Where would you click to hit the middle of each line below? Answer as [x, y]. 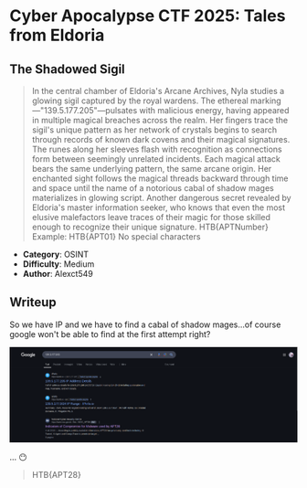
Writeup [33, 302]
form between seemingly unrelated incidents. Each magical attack [156, 159]
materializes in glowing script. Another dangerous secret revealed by [161, 198]
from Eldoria [57, 35]
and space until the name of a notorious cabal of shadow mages [153, 188]
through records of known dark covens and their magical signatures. [161, 139]
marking [265, 101]
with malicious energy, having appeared [214, 110]
